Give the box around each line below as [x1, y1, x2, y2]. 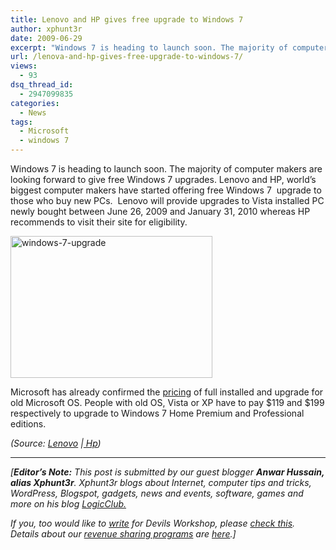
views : [10, 61, 38, 71]
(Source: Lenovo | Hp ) [10, 437, 102, 449]
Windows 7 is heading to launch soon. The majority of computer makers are [10, 163, 323, 175]
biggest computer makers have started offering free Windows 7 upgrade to [10, 184, 322, 196]
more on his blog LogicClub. [10, 498, 127, 510]
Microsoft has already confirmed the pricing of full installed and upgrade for [10, 386, 324, 398]
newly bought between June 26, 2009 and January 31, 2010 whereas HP [10, 206, 311, 217]
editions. [10, 418, 47, 430]
